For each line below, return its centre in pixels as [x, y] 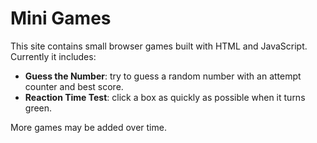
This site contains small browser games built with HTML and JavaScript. [159, 46]
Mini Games [61, 18]
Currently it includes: [53, 56]
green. [38, 108]
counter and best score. [74, 86]
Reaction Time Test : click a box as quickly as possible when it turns [165, 97]
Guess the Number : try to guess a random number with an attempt [163, 76]
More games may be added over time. [88, 127]
